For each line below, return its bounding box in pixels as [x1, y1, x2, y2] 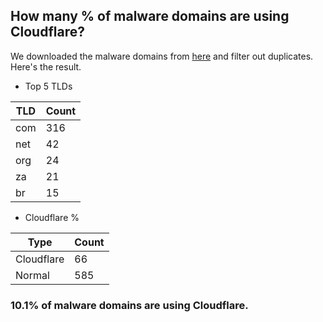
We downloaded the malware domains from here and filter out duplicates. [10, 50, 314, 62]
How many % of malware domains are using [10, 8, 290, 25]
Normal [15, 268, 50, 282]
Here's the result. [10, 60, 82, 73]
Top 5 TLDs [24, 80, 73, 92]
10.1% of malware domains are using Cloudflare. [10, 298, 249, 312]
